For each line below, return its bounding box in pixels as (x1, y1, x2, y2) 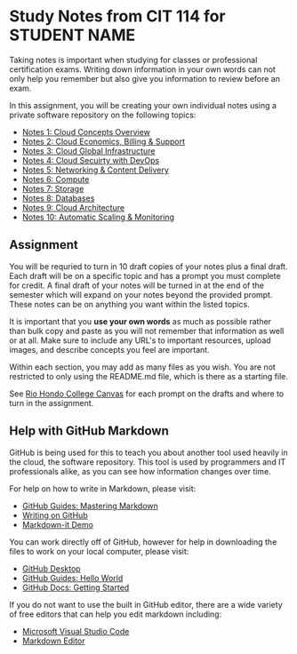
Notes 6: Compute (21, 173, 90, 184)
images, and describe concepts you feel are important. (9, 344, 211, 355)
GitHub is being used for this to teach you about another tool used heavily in (9, 447, 289, 458)
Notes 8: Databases (21, 193, 95, 203)
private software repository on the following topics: (9, 109, 197, 120)
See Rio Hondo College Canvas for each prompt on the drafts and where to (9, 388, 285, 399)
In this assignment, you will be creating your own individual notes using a (9, 100, 277, 110)
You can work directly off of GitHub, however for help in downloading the (9, 536, 277, 547)
